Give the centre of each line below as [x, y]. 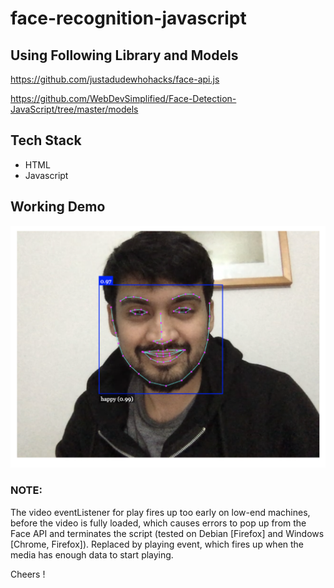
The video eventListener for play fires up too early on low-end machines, [160, 512]
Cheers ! [28, 574]
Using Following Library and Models [124, 55]
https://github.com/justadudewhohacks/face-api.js [115, 79]
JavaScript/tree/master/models [74, 109]
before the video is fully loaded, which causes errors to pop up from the [158, 523]
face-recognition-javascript [128, 18]
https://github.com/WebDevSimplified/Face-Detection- [123, 98]
